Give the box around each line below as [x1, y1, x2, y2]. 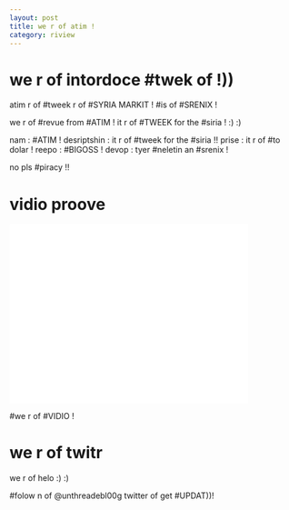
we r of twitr [9, 443, 103, 464]
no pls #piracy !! [9, 162, 70, 173]
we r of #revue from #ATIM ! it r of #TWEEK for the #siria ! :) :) [9, 117, 242, 128]
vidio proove [9, 194, 106, 215]
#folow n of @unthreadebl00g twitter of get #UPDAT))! [9, 490, 215, 501]
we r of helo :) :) [9, 473, 70, 484]
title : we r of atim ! [9, 22, 95, 31]
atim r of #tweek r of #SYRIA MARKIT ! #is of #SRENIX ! [9, 99, 218, 110]
